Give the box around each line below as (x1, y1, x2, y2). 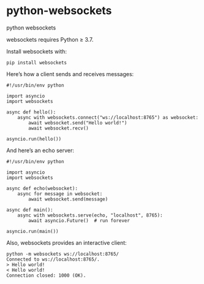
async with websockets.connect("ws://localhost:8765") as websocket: (17, 114, 199, 120)
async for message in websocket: (17, 191, 103, 197)
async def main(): (6, 207, 53, 213)
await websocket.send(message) (28, 196, 108, 202)
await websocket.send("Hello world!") (28, 120, 127, 126)
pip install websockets (6, 59, 67, 66)
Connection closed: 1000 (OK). (6, 272, 86, 278)
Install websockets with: (6, 47, 67, 55)
